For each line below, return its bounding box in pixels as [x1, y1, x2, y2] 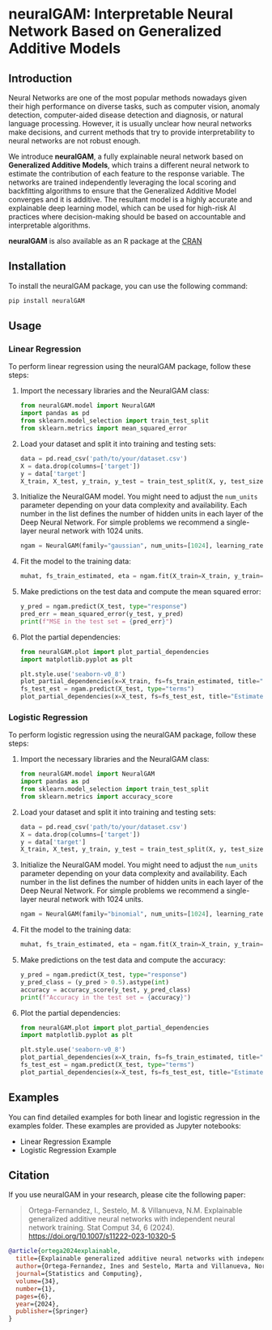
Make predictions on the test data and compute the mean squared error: [19, 587, 261, 597]
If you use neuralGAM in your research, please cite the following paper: [8, 1190, 246, 1200]
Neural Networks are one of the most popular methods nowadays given [8, 93, 247, 102]
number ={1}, [15, 1285, 57, 1293]
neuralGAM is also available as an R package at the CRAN [8, 236, 202, 245]
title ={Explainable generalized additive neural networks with [15, 1255, 233, 1263]
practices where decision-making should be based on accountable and [8, 212, 246, 221]
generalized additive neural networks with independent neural [28, 1214, 236, 1224]
